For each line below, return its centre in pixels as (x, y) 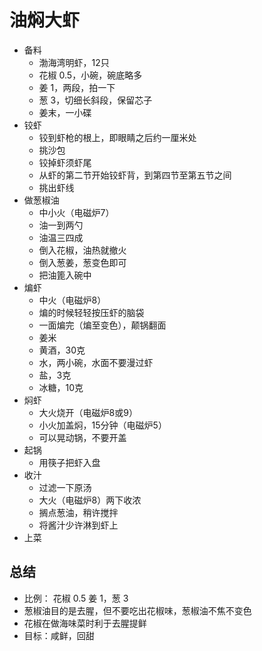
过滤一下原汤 (65, 487)
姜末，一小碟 (65, 112)
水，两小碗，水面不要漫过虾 (96, 362)
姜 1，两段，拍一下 (77, 87)
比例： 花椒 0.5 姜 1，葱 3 (76, 598)
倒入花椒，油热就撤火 (82, 250)
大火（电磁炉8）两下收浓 (90, 500)
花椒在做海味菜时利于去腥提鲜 (85, 623)
